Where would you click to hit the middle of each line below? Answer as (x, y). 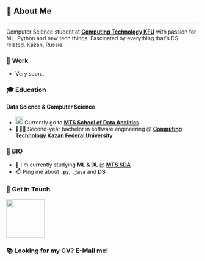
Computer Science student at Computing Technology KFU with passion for (101, 32)
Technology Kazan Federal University (64, 135)
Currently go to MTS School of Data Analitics (82, 123)
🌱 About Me (29, 11)
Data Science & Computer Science (51, 107)
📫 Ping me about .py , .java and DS (60, 171)
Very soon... (30, 74)
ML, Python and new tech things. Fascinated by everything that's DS (92, 38)
